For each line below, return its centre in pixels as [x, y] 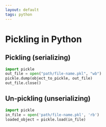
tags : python [19, 14]
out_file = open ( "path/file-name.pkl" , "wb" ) [53, 74]
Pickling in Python [43, 39]
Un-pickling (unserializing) [48, 99]
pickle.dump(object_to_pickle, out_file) [49, 78]
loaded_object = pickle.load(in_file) [45, 119]
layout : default [22, 10]
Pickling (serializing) [38, 58]
